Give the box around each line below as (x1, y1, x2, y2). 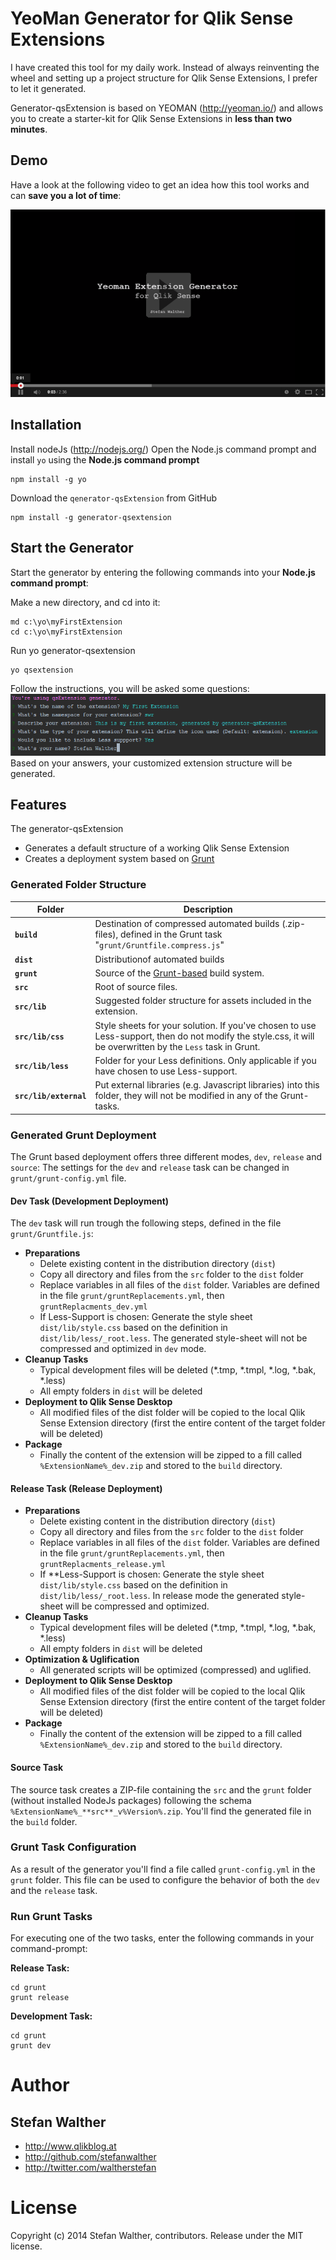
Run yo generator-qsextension (10, 644, 136, 656)
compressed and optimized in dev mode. (39, 1343, 207, 1355)
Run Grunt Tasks (10, 1909, 93, 1923)
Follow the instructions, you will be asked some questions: (10, 682, 250, 694)
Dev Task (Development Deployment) (10, 1195, 170, 1207)
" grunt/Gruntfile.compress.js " (94, 939, 225, 951)
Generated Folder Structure (10, 878, 147, 892)
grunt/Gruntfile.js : (10, 1228, 94, 1240)
